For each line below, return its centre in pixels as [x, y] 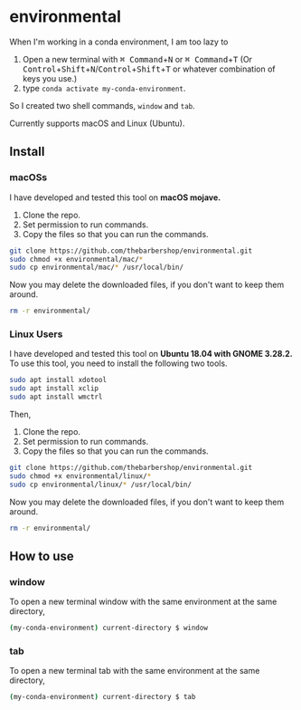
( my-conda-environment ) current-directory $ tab [103, 697]
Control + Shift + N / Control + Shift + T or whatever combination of [149, 69]
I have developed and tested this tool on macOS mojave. [115, 197]
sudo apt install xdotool [58, 380]
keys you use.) [50, 78]
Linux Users [36, 334]
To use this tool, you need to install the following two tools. [118, 363]
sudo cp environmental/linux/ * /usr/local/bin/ [101, 485]
